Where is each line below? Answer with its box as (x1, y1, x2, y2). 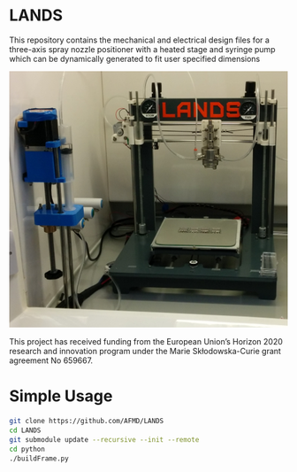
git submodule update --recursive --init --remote (9, 435, 200, 444)
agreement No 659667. (9, 355, 94, 366)
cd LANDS (9, 426, 42, 435)
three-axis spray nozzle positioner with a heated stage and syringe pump (9, 43, 276, 54)
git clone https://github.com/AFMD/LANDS (9, 417, 164, 426)
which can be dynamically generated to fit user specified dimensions (9, 53, 261, 64)
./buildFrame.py (9, 453, 69, 463)
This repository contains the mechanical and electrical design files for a (9, 35, 270, 45)
